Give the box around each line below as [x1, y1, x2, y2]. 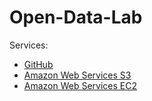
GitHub [23, 58, 54, 70]
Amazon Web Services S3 [23, 69, 132, 81]
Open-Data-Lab [9, 6, 143, 29]
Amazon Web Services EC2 [23, 79, 138, 91]
